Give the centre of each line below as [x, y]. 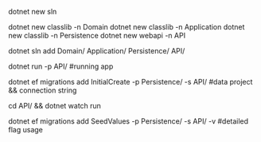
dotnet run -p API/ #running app [61, 66]
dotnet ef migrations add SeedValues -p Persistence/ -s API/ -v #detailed [129, 121]
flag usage [26, 130]
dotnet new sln [33, 12]
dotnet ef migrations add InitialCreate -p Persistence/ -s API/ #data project [130, 82]
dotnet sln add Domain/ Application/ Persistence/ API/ [97, 51]
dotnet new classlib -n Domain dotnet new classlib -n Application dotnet [127, 27]
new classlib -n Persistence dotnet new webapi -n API [97, 35]
